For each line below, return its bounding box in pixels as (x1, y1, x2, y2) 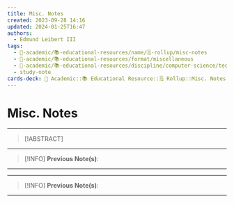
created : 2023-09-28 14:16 (7, 17, 86, 24)
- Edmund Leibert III (13, 36, 77, 43)
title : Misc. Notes (7, 10, 64, 17)
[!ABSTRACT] (24, 135, 64, 143)
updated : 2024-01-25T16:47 (7, 23, 86, 30)
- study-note (13, 68, 52, 75)
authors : (7, 29, 33, 37)
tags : (7, 43, 23, 50)
